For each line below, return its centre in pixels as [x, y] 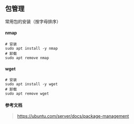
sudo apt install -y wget [31, 84]
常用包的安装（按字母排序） [33, 21]
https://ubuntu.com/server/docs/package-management [73, 116]
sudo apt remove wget [27, 94]
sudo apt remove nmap [27, 58]
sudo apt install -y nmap [31, 49]
